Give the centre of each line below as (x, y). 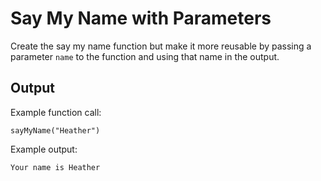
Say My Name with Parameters (141, 18)
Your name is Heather (55, 167)
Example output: (44, 149)
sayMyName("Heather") (55, 130)
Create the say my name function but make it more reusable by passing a (161, 46)
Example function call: (56, 112)
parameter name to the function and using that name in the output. (145, 56)
